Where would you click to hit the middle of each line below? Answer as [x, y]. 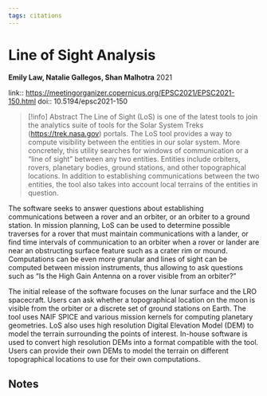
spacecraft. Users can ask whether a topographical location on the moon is [132, 300]
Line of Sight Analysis [82, 55]
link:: [16, 92]
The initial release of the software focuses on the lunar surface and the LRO [133, 291]
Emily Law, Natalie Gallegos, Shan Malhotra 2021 [90, 77]
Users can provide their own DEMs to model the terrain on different [118, 351]
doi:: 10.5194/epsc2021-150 [82, 101]
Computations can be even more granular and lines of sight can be [118, 259]
